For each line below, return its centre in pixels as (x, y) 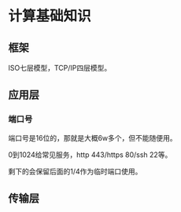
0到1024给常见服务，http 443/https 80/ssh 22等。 (90, 155)
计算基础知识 (50, 16)
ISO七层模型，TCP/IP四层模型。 (60, 68)
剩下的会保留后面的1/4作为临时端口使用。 (75, 171)
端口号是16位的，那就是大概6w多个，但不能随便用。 (92, 137)
